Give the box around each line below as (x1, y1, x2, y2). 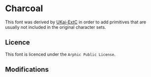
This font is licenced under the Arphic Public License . (5, 51, 116, 57)
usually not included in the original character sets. (5, 24, 106, 30)
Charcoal (5, 3, 43, 14)
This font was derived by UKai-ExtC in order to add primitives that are (5, 19, 147, 25)
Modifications (5, 65, 49, 74)
